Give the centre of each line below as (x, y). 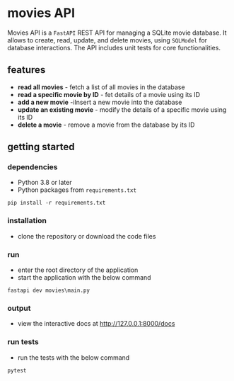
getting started (41, 147)
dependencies (33, 167)
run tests (23, 342)
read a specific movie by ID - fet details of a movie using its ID (109, 94)
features (27, 70)
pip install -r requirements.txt (57, 203)
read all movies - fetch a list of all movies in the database (101, 87)
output (19, 308)
